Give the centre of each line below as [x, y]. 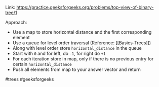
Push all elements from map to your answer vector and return [76, 69]
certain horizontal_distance [42, 64]
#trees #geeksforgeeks [30, 79]
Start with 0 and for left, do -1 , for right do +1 [59, 53]
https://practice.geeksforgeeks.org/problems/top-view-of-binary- [85, 7]
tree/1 [11, 13]
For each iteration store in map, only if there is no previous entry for [83, 59]
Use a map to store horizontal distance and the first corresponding [82, 32]
